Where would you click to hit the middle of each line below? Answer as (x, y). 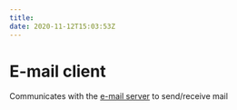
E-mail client (58, 71)
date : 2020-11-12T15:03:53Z (63, 26)
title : (22, 18)
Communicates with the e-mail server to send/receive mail (119, 96)
